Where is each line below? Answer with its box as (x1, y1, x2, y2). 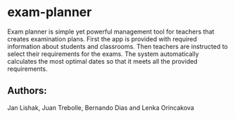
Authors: (7, 85, 47, 97)
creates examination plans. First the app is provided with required (7, 34, 197, 43)
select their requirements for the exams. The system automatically (7, 50, 199, 58)
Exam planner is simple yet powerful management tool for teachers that (7, 27, 215, 36)
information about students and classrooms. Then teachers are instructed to (7, 42, 229, 50)
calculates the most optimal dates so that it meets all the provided (7, 57, 198, 65)
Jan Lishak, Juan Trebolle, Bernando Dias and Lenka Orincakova (7, 103, 195, 112)
